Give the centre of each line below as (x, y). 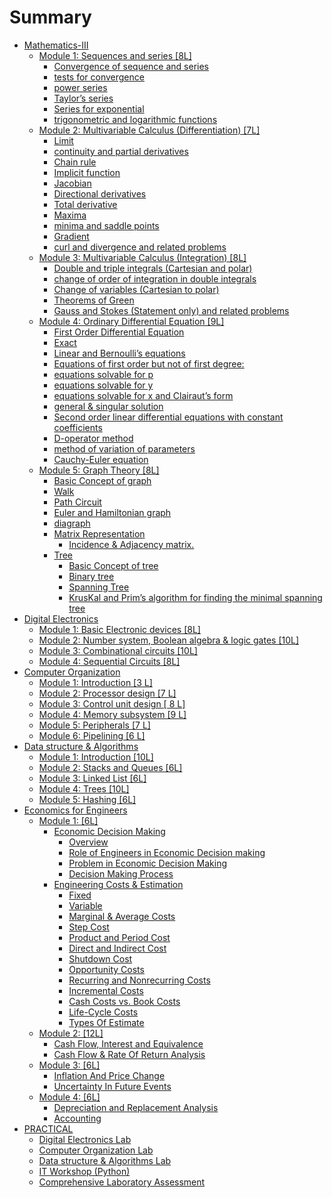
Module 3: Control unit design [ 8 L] (112, 703)
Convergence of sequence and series (131, 66)
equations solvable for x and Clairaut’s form (143, 395)
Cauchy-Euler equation (101, 459)
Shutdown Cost (100, 958)
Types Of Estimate (106, 1022)
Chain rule (75, 162)
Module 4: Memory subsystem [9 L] (112, 714)
